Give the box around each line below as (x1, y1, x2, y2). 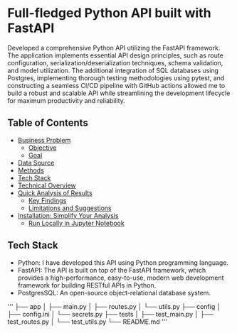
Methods (17, 165, 44, 175)
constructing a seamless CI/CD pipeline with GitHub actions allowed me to (7, 81, 226, 89)
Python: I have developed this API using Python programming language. (17, 258, 229, 267)
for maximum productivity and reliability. (7, 96, 126, 104)
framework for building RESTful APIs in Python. (17, 280, 157, 289)
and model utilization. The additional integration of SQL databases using (7, 66, 219, 75)
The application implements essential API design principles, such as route (7, 51, 224, 60)
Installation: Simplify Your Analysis (17, 211, 119, 219)
